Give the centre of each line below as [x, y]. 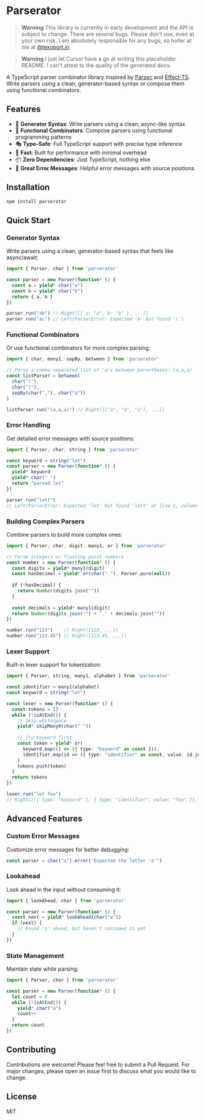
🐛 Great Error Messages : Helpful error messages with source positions [105, 168]
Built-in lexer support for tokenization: [54, 665]
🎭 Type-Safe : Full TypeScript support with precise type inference [99, 143]
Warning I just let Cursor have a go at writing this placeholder [99, 59]
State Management [35, 955]
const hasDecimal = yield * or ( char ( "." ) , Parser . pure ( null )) [91, 574]
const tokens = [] [35, 709]
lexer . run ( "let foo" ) [34, 794]
